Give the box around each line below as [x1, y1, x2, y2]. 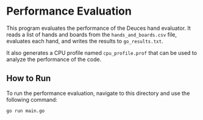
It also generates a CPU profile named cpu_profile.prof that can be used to [6, 49, 197, 56]
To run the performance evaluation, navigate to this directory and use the [6, 90, 190, 97]
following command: [6, 96, 58, 103]
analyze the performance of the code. [6, 55, 102, 63]
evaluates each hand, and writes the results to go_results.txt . [6, 37, 163, 44]
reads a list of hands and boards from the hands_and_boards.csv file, [6, 30, 177, 38]
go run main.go [6, 108, 45, 114]
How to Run [6, 73, 51, 83]
